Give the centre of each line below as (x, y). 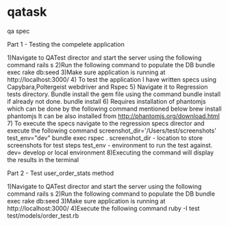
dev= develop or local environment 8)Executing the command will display (111, 152)
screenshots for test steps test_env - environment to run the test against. (110, 145)
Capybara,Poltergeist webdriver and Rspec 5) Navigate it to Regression (107, 87)
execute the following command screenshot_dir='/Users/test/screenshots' (112, 131)
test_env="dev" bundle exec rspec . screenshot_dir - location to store (105, 137)
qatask (27, 12)
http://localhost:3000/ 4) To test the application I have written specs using (112, 79)
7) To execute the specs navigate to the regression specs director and (106, 123)
